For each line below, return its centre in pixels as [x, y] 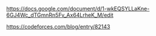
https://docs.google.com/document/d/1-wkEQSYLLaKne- [78, 9]
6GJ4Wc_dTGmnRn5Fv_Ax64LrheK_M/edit [60, 15]
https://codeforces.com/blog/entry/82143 [58, 27]
